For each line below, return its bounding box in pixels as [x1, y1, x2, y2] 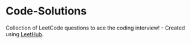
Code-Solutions [5, 4, 87, 18]
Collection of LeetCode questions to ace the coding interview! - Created [5, 24, 186, 31]
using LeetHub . [5, 30, 44, 37]
